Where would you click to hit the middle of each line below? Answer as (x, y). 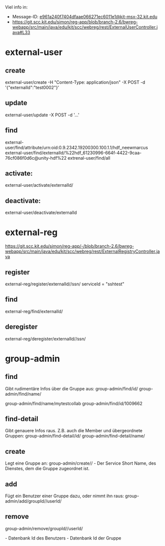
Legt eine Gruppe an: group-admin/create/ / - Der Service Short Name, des (81, 463)
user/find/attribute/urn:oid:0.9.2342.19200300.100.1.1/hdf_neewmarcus (77, 147)
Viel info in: (16, 7)
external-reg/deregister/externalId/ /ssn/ (45, 339)
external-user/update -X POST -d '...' (42, 115)
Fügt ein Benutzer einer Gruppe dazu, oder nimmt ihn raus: (65, 496)
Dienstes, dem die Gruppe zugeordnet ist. (47, 469)
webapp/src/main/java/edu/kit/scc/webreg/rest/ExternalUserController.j (85, 27)
